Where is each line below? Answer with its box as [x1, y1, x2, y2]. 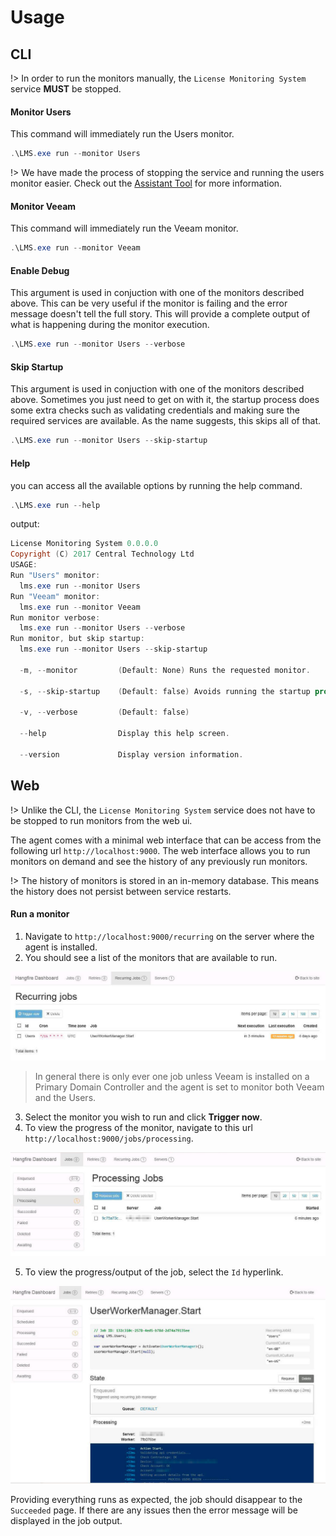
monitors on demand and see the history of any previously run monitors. [10, 855, 308, 867]
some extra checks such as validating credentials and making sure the [10, 404, 300, 416]
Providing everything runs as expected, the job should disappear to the [10, 1493, 303, 1505]
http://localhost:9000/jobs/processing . [24, 1132, 194, 1145]
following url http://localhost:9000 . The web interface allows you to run [10, 844, 311, 856]
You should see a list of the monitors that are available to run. [24, 951, 278, 963]
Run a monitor [10, 908, 70, 920]
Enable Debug [10, 264, 70, 276]
